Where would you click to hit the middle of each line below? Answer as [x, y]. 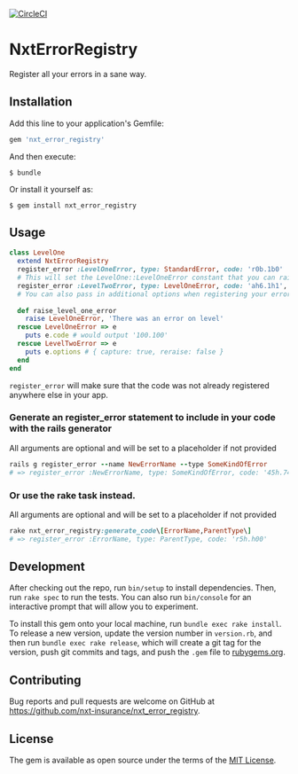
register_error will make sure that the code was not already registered [140, 385]
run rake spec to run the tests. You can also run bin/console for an [130, 598]
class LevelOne [37, 253]
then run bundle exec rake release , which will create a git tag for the [135, 643]
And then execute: [43, 156]
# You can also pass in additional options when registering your [142, 294]
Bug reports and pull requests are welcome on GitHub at [112, 701]
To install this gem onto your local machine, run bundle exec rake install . [145, 624]
